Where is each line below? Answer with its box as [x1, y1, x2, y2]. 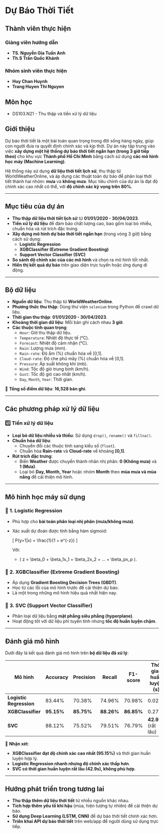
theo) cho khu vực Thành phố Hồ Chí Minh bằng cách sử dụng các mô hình [5, 153, 159, 159]
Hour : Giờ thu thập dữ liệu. [19, 330, 72, 336]
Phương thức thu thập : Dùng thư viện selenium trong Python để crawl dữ [12, 304, 159, 310]
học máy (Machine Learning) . [5, 159, 66, 164]
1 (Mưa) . [19, 464, 37, 469]
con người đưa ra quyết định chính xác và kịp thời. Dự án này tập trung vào [5, 143, 155, 149]
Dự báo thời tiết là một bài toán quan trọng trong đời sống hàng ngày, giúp [5, 138, 154, 143]
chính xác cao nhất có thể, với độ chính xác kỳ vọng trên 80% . [5, 183, 133, 189]
